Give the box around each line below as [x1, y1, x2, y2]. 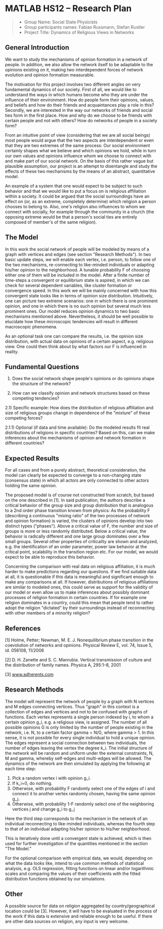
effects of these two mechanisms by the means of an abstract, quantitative [5, 168, 155, 174]
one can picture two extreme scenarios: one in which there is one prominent [5, 298, 158, 304]
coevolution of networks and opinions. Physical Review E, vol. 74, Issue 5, [5, 642, 153, 648]
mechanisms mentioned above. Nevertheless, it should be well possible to [5, 313, 154, 319]
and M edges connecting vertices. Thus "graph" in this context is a [5, 704, 140, 710]
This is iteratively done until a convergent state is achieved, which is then [5, 835, 152, 841]
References [5, 624, 41, 633]
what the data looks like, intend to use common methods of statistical [5, 860, 145, 866]
